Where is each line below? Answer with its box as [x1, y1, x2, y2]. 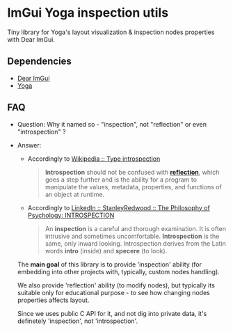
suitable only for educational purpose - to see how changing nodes [17, 288, 210, 297]
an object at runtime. [45, 190, 105, 198]
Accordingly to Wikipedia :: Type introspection [27, 155, 161, 163]
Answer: [17, 141, 42, 149]
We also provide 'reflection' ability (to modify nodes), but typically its [17, 280, 216, 290]
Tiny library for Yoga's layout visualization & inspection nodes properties [7, 28, 215, 36]
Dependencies [7, 56, 72, 68]
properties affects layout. [17, 296, 90, 304]
